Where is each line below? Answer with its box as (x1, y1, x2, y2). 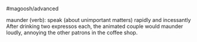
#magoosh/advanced (6, 5, 59, 12)
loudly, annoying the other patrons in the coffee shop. (6, 29, 138, 36)
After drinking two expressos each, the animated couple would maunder (6, 23, 183, 30)
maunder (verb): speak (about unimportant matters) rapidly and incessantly (6, 17, 192, 23)
